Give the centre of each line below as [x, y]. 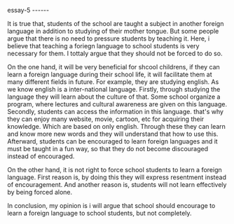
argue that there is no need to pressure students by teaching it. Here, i [109, 38]
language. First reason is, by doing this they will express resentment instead [117, 177]
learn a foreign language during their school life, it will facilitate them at [110, 74]
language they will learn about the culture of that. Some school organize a [114, 97]
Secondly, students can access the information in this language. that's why [116, 112]
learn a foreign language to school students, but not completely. [99, 213]
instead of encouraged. [41, 156]
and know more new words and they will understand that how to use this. [113, 134]
